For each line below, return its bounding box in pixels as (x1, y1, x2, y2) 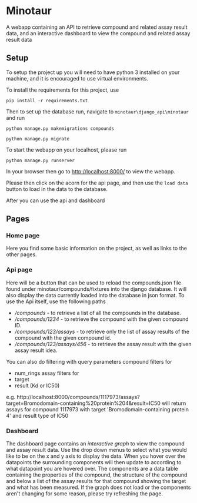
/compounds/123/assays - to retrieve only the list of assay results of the (14, 328, 190, 335)
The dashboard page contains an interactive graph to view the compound (6, 440, 185, 447)
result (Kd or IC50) (14, 382, 60, 389)
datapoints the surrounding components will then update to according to (6, 459, 182, 466)
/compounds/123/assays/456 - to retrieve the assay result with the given (14, 340, 192, 347)
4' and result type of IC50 (6, 412, 69, 419)
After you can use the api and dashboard (6, 197, 105, 204)
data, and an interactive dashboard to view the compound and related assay (6, 29, 191, 36)
